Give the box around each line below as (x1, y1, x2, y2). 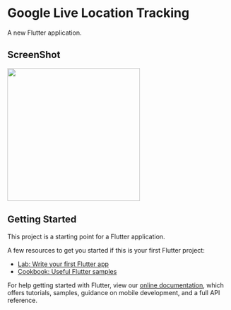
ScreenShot (7, 49, 61, 61)
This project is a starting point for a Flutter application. (7, 232, 165, 241)
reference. (7, 296, 37, 304)
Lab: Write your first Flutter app (17, 260, 109, 268)
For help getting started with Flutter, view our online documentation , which (7, 281, 225, 289)
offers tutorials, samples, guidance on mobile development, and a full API (7, 288, 220, 297)
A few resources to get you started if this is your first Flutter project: (7, 246, 205, 254)
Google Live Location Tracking (7, 5, 189, 21)
